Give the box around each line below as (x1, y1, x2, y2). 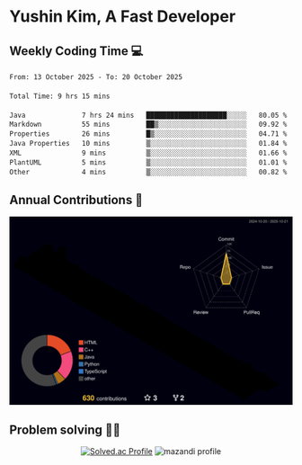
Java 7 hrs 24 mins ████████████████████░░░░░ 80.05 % (9, 111, 288, 120)
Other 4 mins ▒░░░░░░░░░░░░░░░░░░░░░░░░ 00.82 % (9, 167, 288, 176)
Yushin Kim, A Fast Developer (9, 6, 236, 27)
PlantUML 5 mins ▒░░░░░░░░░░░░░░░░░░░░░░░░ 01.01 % (9, 157, 288, 167)
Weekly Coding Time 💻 (9, 43, 144, 58)
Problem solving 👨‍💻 (9, 423, 121, 438)
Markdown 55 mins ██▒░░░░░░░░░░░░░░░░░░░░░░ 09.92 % (9, 120, 288, 130)
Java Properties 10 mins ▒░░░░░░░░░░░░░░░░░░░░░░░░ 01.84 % (9, 139, 288, 148)
